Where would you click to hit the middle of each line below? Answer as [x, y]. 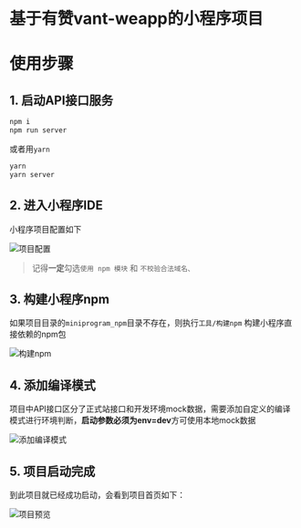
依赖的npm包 [42, 335]
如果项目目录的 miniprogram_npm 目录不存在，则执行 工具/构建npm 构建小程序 [147, 323]
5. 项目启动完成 [52, 471]
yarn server [32, 174]
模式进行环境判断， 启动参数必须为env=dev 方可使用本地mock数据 [133, 420]
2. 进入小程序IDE [56, 206]
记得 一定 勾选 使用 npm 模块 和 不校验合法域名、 [113, 268]
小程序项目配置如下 [46, 229]
